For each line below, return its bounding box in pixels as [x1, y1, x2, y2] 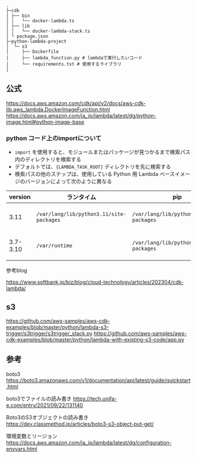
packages [36, 217, 60, 223]
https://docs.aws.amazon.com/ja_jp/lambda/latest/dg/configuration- [6, 439, 172, 446]
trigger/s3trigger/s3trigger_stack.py [6, 330, 93, 337]
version [9, 193, 31, 201]
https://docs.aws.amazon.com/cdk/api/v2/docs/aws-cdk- [6, 100, 146, 107]
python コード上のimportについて [6, 134, 101, 142]
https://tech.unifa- [73, 395, 117, 402]
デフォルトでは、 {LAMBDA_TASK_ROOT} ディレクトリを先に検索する [14, 163, 171, 170]
